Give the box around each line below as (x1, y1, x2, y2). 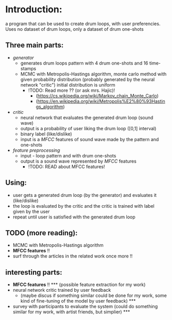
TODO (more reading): (5, 228, 78, 237)
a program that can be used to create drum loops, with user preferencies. (5, 21, 161, 27)
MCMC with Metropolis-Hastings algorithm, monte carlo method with (20, 71, 167, 77)
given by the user (12, 208, 50, 214)
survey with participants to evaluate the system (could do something (12, 304, 158, 310)
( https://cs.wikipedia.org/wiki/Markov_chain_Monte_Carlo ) (35, 92, 159, 98)
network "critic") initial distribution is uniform (20, 82, 116, 88)
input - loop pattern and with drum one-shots (20, 152, 117, 158)
